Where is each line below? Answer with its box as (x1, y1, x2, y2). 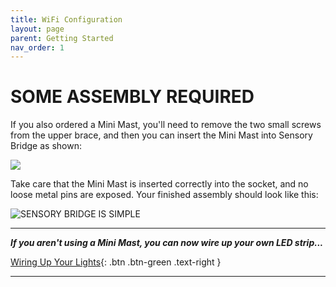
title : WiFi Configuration (10, 14, 123, 25)
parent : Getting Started (10, 33, 114, 43)
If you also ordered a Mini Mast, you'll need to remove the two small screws (10, 119, 322, 131)
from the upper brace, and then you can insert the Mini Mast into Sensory (10, 129, 313, 141)
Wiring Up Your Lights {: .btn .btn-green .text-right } (10, 256, 222, 268)
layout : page (10, 24, 65, 34)
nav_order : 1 (10, 42, 65, 53)
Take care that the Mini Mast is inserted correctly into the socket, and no (10, 178, 309, 190)
